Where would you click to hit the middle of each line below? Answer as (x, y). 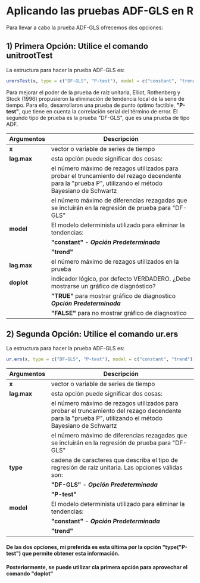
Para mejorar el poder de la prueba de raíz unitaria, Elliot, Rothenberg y (93, 92)
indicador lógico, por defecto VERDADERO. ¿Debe (121, 279)
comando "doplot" (30, 573)
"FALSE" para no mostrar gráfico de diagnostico (119, 313)
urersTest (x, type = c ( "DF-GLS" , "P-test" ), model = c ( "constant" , (92, 81)
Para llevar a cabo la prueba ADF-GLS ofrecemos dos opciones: (85, 27)
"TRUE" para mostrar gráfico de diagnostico (113, 295)
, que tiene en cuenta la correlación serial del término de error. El (98, 111)
